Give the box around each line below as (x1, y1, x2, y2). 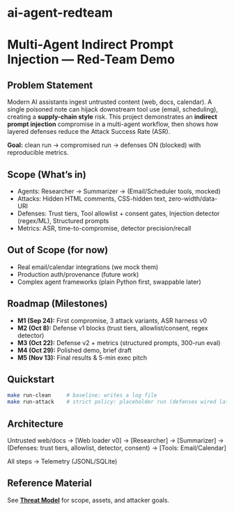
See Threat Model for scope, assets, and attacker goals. (7, 496, 169, 504)
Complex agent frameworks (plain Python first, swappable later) (17, 277, 201, 286)
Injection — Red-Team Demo (7, 52, 175, 68)
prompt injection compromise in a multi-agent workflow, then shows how (7, 120, 219, 128)
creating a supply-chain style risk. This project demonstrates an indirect (7, 113, 217, 121)
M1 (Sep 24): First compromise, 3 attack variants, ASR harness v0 (17, 316, 208, 325)
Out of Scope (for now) (7, 244, 109, 256)
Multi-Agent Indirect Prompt (7, 37, 174, 53)
